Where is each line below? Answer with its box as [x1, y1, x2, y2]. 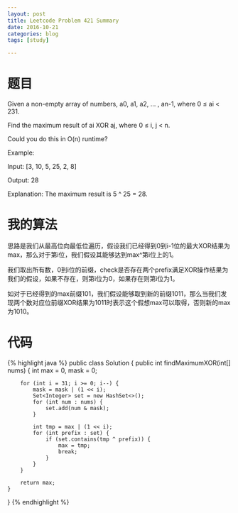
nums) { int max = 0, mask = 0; [7, 366, 98, 375]
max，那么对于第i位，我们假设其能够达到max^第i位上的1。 [7, 250, 178, 259]
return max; [20, 479, 55, 486]
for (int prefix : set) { [33, 429, 110, 436]
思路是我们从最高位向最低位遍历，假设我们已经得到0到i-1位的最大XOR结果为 [7, 242, 231, 250]
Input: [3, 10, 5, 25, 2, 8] [7, 162, 77, 171]
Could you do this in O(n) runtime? [7, 135, 108, 143]
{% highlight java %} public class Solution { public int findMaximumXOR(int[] [7, 358, 231, 367]
